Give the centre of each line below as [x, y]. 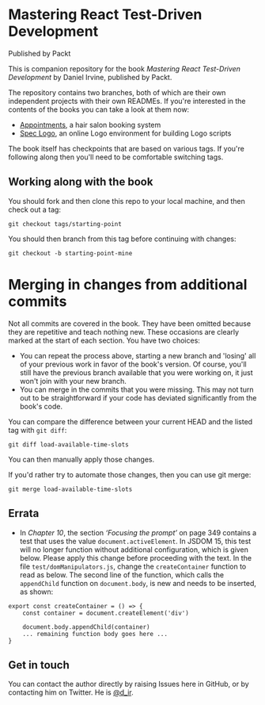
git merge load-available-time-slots [70, 489]
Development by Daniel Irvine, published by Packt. [90, 77]
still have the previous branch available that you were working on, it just [136, 372]
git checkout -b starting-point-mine [70, 253]
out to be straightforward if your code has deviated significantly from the [138, 397]
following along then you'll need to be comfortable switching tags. [116, 157]
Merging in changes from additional [128, 284]
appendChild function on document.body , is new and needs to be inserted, [138, 583]
